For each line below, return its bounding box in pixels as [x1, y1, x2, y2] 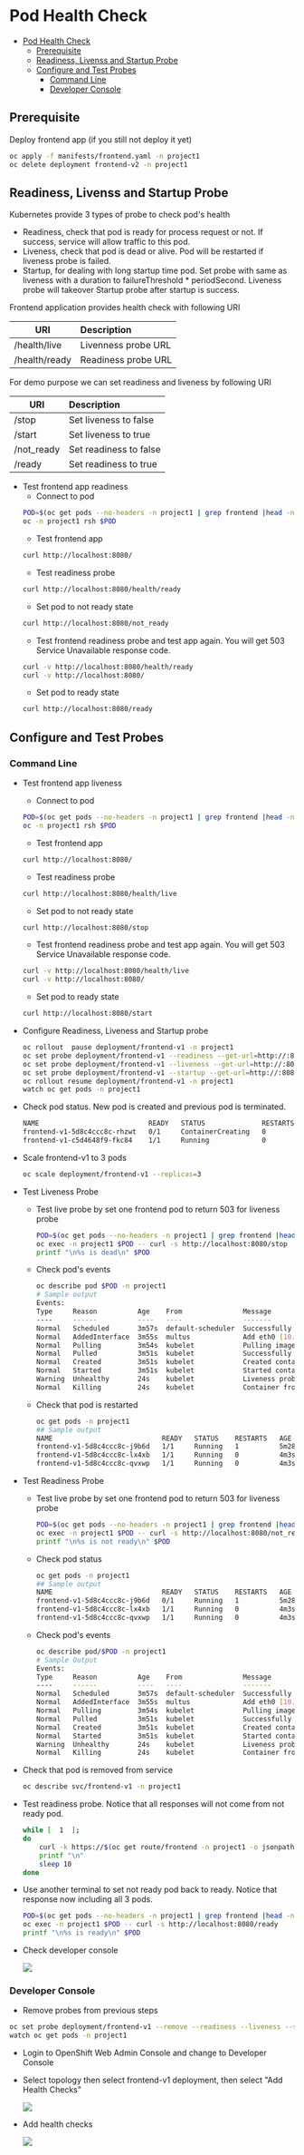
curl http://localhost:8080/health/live [22, 889, 177, 898]
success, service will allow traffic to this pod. [22, 237, 191, 248]
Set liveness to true [68, 428, 151, 441]
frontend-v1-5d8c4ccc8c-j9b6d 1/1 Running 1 [35, 1442, 240, 1451]
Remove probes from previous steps [22, 2005, 158, 2016]
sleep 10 [39, 1859, 72, 1868]
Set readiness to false [68, 444, 161, 456]
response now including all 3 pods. [22, 1894, 154, 1905]
